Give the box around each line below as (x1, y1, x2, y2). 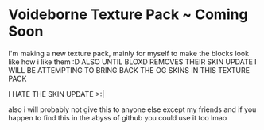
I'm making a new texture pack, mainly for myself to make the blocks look (8, 48, 249, 58)
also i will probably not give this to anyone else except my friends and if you (8, 105, 257, 114)
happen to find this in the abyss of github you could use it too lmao (8, 113, 227, 122)
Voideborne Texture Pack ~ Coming (8, 6, 248, 24)
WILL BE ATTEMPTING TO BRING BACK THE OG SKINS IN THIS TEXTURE (8, 65, 250, 75)
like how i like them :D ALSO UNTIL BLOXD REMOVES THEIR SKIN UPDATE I (8, 57, 257, 67)
